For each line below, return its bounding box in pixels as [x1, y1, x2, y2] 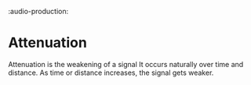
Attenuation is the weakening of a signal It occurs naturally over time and [8, 59, 244, 69]
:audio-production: [8, 7, 69, 16]
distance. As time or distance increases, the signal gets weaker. [8, 68, 214, 77]
